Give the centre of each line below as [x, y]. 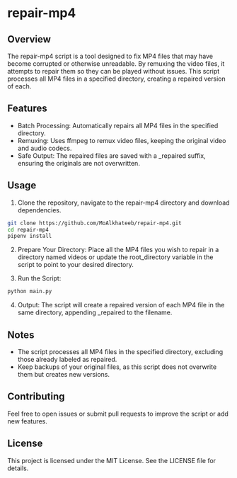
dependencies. [39, 210]
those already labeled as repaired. [67, 359]
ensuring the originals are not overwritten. [79, 163]
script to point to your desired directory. [76, 265]
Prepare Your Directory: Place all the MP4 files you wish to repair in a [118, 250]
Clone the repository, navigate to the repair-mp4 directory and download [123, 203]
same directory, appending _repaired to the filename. [95, 312]
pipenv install [30, 236]
